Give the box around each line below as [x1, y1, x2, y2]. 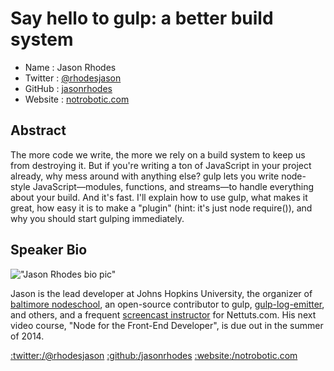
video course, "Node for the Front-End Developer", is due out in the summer [10, 319, 324, 331]
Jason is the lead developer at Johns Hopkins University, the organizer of [10, 287, 313, 299]
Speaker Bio [10, 242, 88, 259]
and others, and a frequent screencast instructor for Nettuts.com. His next [10, 308, 317, 321]
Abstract [10, 122, 67, 139]
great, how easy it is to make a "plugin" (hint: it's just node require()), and [10, 202, 313, 214]
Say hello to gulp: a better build [10, 7, 274, 30]
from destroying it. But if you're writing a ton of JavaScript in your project [10, 159, 312, 171]
